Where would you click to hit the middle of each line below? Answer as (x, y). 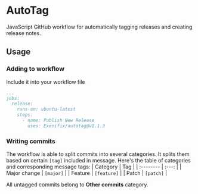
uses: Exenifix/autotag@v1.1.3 (66, 126)
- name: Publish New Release (58, 120)
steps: (25, 115)
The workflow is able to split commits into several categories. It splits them (98, 154)
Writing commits (31, 141)
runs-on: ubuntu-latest (47, 109)
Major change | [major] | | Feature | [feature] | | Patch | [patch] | (87, 173)
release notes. (24, 33)
